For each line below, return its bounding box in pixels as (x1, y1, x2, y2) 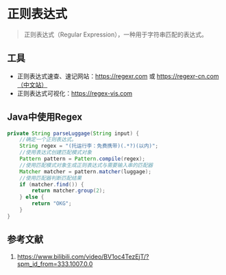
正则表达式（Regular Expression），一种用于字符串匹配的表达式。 (23, 30, 208, 38)
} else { (19, 194, 45, 201)
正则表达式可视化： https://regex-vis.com (16, 89, 133, 97)
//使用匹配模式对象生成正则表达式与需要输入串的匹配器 (19, 162, 153, 168)
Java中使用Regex (7, 111, 83, 123)
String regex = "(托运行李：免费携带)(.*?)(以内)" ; (19, 142, 159, 150)
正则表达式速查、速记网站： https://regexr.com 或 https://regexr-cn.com (16, 71, 219, 80)
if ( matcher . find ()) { (19, 181, 84, 188)
